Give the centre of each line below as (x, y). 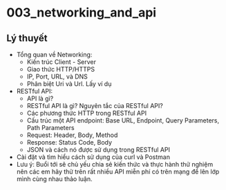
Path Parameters (50, 128)
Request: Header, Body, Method (72, 135)
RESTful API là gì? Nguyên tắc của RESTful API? (95, 106)
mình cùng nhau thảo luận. (54, 179)
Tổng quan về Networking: (54, 54)
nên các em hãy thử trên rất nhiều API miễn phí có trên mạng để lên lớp (118, 171)
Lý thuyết (27, 38)
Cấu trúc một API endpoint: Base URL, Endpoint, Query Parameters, (123, 120)
